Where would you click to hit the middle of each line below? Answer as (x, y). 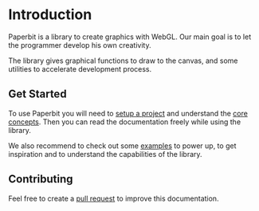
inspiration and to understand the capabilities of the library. (105, 154)
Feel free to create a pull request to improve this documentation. (114, 198)
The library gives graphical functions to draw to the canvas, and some (123, 61)
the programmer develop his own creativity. (80, 45)
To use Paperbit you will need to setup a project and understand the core (128, 113)
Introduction (50, 15)
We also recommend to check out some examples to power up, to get (122, 146)
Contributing (41, 180)
